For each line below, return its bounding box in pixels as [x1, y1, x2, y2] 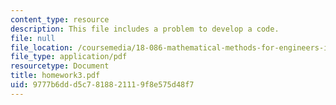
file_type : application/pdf [10, 52, 128, 62]
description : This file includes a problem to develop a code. [10, 24, 280, 34]
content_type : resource [10, 14, 110, 25]
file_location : [10, 42, 74, 53]
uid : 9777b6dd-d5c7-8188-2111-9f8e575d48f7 [10, 80, 195, 90]
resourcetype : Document [10, 61, 110, 71]
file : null [10, 33, 56, 43]
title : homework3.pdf [10, 71, 101, 81]
